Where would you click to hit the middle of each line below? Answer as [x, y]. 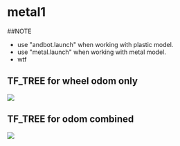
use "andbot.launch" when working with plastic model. [95, 44]
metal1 [27, 12]
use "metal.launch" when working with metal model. [91, 52]
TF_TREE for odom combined [71, 119]
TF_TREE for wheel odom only [73, 81]
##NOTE [20, 31]
